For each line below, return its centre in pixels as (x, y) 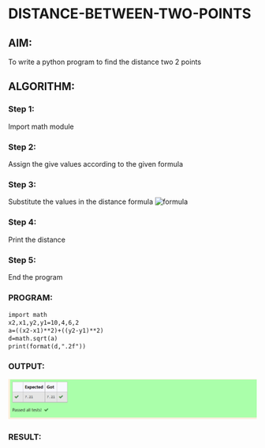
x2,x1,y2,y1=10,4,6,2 (44, 323)
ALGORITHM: (41, 87)
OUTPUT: (26, 367)
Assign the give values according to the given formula (96, 164)
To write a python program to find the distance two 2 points (105, 62)
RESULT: (25, 437)
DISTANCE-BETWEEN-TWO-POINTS (130, 14)
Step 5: (22, 260)
